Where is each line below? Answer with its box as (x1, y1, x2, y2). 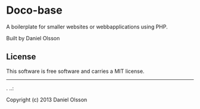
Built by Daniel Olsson (6, 34, 60, 41)
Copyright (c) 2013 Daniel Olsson (6, 96, 87, 103)
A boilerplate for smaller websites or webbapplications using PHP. (6, 23, 168, 30)
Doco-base (6, 4, 62, 17)
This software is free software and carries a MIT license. (6, 68, 145, 75)
